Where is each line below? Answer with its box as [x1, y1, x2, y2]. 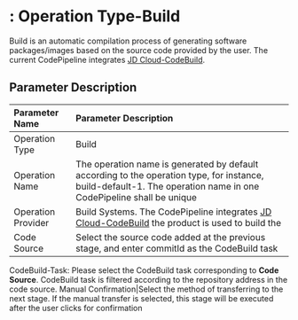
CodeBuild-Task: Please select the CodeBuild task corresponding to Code [9, 264, 279, 276]
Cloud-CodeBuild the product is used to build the [74, 216, 282, 229]
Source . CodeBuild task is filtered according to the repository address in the [9, 274, 288, 285]
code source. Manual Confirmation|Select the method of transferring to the [9, 284, 284, 294]
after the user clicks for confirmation [9, 302, 144, 313]
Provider [13, 216, 50, 229]
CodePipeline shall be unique [74, 191, 198, 203]
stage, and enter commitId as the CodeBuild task [74, 242, 278, 254]
